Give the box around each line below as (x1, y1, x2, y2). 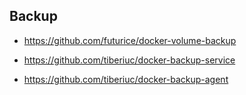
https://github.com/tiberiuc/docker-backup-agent (23, 73, 229, 85)
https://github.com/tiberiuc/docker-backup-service (23, 54, 236, 66)
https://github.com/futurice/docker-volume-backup (23, 34, 237, 46)
